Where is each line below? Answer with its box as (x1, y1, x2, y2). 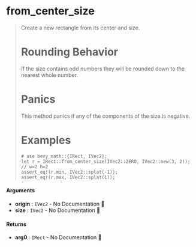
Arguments (6, 187, 35, 194)
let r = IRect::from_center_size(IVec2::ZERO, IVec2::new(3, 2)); (20, 158, 191, 165)
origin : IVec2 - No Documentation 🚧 (14, 200, 105, 207)
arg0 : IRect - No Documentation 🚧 (14, 234, 102, 241)
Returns (6, 221, 27, 228)
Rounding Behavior (20, 45, 119, 59)
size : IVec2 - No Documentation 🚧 (14, 206, 101, 214)
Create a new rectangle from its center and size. (20, 24, 140, 31)
